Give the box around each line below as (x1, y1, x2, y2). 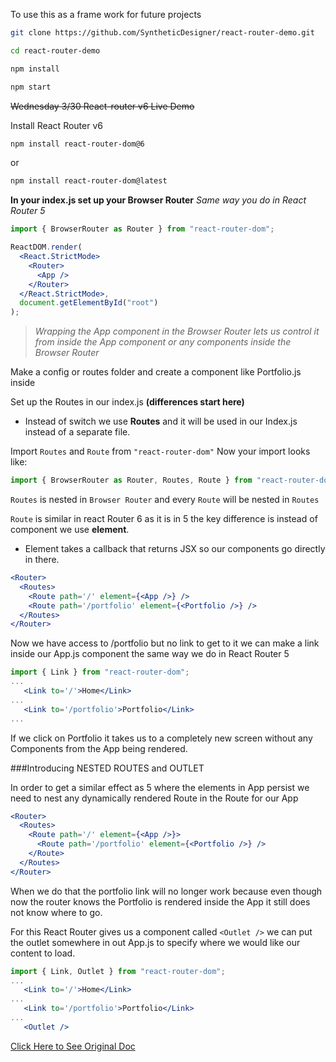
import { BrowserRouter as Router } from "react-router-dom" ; (10, 224, 275, 234)
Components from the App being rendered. (10, 742, 188, 754)
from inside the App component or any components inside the (34, 336, 292, 348)
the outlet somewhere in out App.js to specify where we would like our (10, 936, 301, 948)
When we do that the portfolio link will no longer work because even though (10, 885, 323, 897)
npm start (10, 82, 52, 92)
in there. (24, 554, 60, 565)
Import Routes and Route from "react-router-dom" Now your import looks (10, 445, 311, 458)
